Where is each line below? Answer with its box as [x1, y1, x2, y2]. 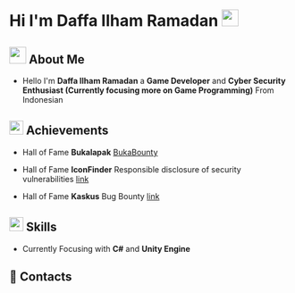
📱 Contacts [9, 269, 72, 285]
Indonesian [21, 95, 64, 105]
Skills [25, 220, 57, 235]
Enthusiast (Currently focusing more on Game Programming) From [21, 85, 274, 96]
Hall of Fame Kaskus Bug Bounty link [21, 190, 160, 201]
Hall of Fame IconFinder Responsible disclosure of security [21, 163, 241, 174]
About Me [28, 52, 85, 67]
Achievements [25, 123, 109, 138]
